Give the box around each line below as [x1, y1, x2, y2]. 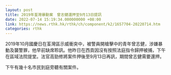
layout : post [5, 7, 33, 13]
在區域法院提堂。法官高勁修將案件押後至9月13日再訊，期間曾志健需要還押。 [5, 54, 164, 60]
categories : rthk [5, 26, 42, 31]
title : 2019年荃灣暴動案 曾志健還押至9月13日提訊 [5, 12, 102, 17]
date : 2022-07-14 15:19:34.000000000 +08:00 [5, 17, 101, 22]
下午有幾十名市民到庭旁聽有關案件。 [5, 64, 81, 70]
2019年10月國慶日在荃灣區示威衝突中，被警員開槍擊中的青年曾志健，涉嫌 [5, 41, 159, 47]
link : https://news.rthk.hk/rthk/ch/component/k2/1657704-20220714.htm [5, 21, 160, 27]
